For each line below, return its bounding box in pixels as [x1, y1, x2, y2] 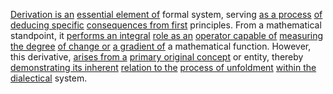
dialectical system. [10, 72, 88, 84]
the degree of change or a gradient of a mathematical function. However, [10, 40, 312, 52]
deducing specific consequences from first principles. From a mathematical [10, 19, 322, 31]
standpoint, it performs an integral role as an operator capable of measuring [10, 30, 324, 41]
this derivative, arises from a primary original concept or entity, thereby [10, 51, 304, 63]
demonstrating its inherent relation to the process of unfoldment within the [10, 62, 317, 73]
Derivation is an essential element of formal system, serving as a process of [10, 9, 323, 20]
